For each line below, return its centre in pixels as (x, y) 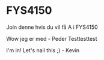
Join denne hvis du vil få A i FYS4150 (52, 27)
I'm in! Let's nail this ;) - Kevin (43, 50)
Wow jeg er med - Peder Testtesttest (52, 38)
